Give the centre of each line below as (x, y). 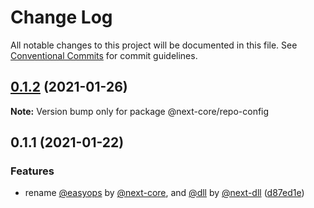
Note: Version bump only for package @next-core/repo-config (140, 111)
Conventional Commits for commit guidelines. (104, 55)
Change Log (61, 17)
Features (32, 171)
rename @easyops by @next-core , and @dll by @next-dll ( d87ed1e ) (164, 193)
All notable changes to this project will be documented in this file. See (154, 45)
